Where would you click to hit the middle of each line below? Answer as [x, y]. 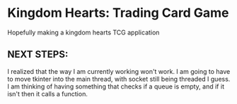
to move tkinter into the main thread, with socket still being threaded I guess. [119, 79]
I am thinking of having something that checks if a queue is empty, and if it [116, 86]
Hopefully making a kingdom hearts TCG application [83, 32]
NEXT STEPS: [38, 54]
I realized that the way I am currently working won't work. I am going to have [119, 71]
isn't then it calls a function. [48, 93]
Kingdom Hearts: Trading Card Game [118, 13]
